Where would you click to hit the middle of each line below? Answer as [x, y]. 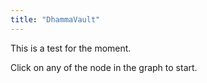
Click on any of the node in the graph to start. [104, 67]
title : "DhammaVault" [55, 19]
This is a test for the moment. [71, 48]
